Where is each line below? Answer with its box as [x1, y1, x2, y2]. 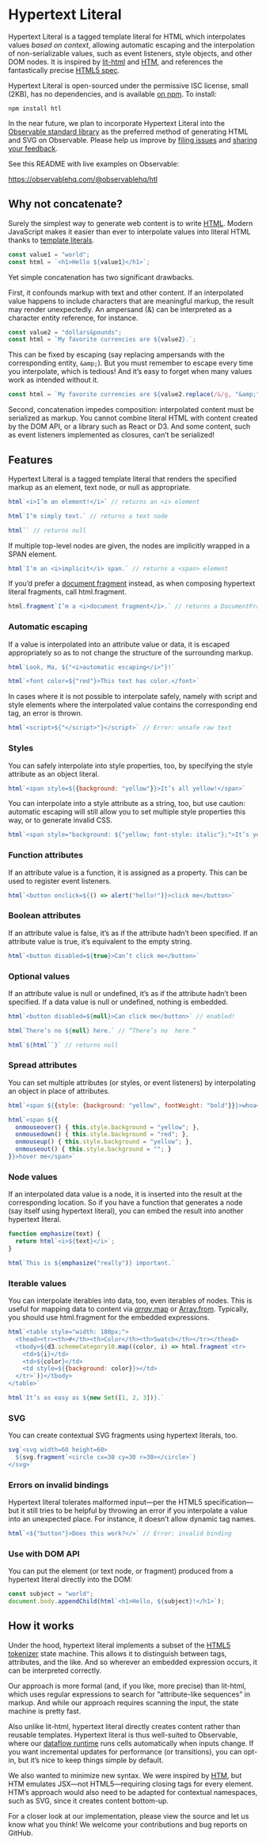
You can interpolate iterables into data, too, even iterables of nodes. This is [8, 1296, 253, 1305]
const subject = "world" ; [8, 1590, 93, 1598]
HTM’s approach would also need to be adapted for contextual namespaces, [8, 1787, 258, 1796]
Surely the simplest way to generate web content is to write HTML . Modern [8, 218, 253, 227]
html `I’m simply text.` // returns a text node [8, 512, 169, 520]
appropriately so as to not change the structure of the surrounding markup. [8, 647, 253, 657]
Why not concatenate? [8, 197, 123, 211]
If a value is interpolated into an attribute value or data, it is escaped [8, 639, 230, 649]
